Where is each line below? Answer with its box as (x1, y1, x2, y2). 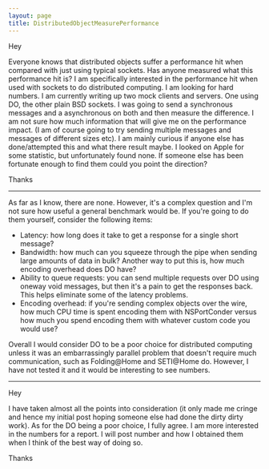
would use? (19, 324, 58, 334)
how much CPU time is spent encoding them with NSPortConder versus (19, 306, 258, 317)
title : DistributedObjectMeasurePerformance (8, 19, 159, 27)
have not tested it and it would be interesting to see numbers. (8, 365, 211, 374)
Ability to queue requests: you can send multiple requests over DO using (19, 273, 259, 282)
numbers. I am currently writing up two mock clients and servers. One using (8, 91, 259, 100)
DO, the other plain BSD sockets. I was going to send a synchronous (8, 99, 234, 109)
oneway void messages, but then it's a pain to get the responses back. (19, 281, 254, 291)
